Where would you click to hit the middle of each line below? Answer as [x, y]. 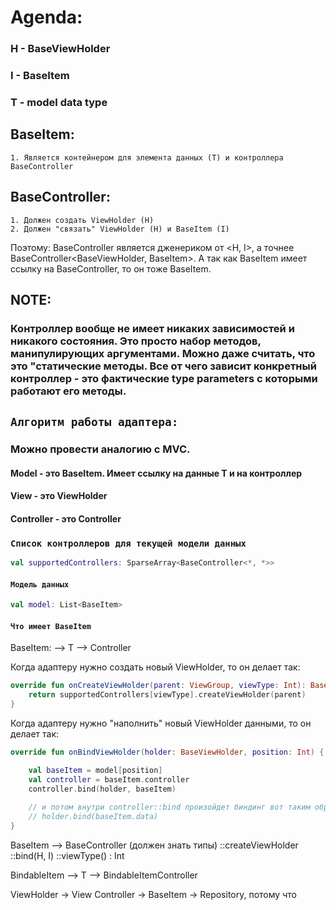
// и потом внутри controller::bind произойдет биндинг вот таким [169, 807]
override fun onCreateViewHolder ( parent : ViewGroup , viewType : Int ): [158, 686]
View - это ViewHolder [59, 496]
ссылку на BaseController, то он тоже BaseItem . [111, 268]
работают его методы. [68, 391]
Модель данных [40, 584]
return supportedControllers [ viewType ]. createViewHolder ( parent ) [167, 695]
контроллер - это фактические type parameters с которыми [164, 378]
